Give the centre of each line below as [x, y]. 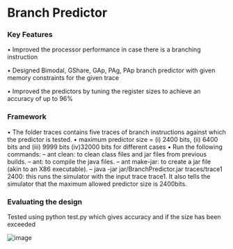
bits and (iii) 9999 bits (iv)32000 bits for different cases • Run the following [115, 147]
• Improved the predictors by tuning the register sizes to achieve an [104, 91]
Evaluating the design [45, 202]
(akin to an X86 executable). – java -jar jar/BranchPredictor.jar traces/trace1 [115, 169]
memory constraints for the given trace [63, 78]
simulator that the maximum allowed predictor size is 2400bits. [97, 184]
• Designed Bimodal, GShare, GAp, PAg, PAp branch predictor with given [111, 70]
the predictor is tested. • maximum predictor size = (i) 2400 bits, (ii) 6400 [113, 139]
